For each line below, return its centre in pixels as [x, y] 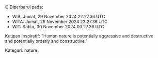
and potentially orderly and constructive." [46, 41]
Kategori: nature [21, 50]
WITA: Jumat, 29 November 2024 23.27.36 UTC [60, 22]
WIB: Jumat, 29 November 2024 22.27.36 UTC [58, 17]
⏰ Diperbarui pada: [24, 7]
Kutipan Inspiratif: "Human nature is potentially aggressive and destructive [79, 36]
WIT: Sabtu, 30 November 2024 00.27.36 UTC [58, 27]
